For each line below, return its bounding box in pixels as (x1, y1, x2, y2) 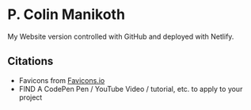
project (18, 93, 43, 102)
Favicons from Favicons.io (18, 75, 105, 85)
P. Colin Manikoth (7, 6, 126, 24)
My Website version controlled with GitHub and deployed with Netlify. (7, 32, 234, 41)
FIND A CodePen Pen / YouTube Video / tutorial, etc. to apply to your (18, 84, 243, 93)
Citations (7, 55, 54, 68)
